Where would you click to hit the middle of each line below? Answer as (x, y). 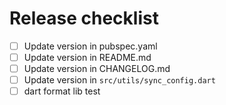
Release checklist (84, 18)
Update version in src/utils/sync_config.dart (119, 80)
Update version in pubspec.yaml (90, 46)
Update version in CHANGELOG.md (97, 69)
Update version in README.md (87, 57)
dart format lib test (62, 91)
